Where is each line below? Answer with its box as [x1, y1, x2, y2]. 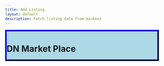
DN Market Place [6, 43, 76, 54]
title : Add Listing [5, 7, 45, 12]
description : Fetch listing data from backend [5, 16, 102, 21]
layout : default [5, 12, 38, 17]
